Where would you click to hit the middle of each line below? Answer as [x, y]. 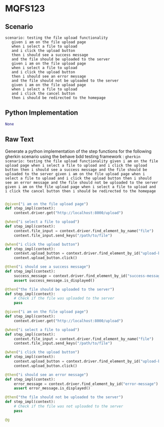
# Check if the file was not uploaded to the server [69, 406]
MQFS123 [25, 9]
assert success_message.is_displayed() [54, 280]
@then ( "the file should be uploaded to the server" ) [60, 289]
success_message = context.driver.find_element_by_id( [71, 276]
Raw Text [20, 139]
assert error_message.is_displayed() [52, 388]
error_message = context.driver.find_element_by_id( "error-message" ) [86, 384]
